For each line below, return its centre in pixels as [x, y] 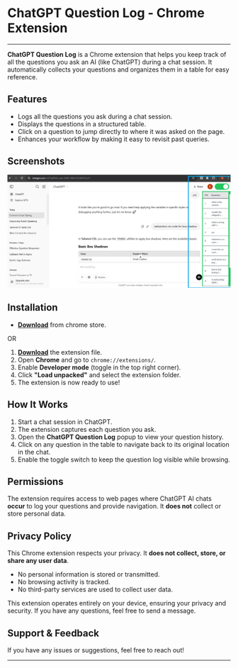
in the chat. [34, 452]
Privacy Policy [40, 536]
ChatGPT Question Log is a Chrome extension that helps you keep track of [117, 54]
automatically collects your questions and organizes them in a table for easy [118, 69]
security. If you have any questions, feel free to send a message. [102, 611]
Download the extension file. [60, 352]
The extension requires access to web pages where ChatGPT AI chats [110, 499]
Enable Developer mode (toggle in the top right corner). [99, 367]
